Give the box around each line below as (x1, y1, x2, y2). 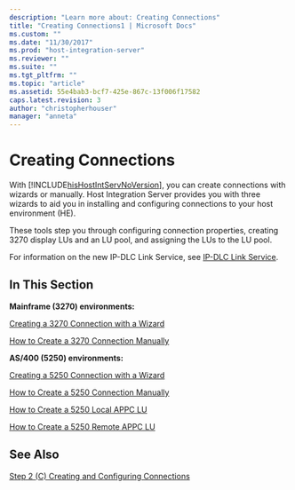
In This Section (9, 277, 94, 293)
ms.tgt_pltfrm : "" (9, 71, 77, 80)
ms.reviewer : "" (9, 54, 69, 63)
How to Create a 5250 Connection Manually (9, 387, 170, 398)
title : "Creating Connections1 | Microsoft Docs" (9, 21, 197, 30)
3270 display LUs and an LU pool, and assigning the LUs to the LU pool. (9, 234, 273, 245)
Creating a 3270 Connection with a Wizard (9, 318, 165, 328)
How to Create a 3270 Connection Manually (9, 335, 170, 346)
